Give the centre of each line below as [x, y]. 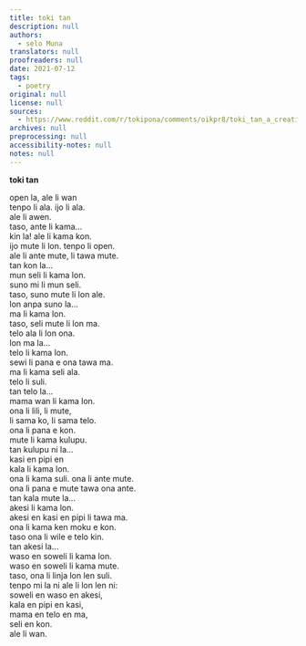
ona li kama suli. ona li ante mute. [72, 478]
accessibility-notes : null [61, 145]
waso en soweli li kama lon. [61, 556]
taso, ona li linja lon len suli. [61, 575]
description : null [44, 26]
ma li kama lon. [38, 313]
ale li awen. [31, 216]
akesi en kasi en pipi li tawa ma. [69, 517]
